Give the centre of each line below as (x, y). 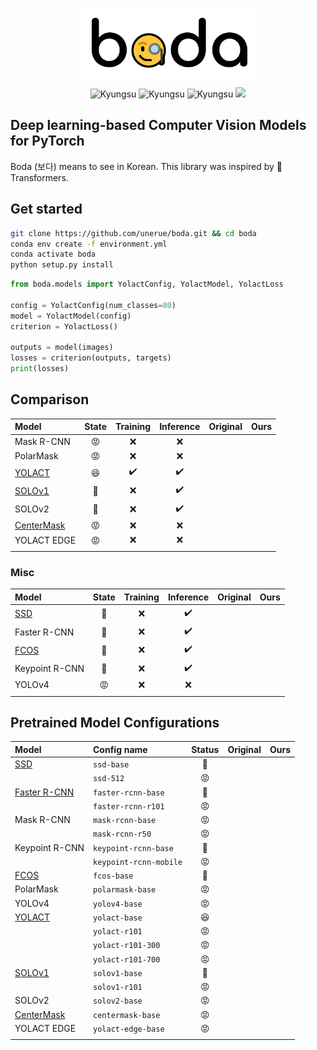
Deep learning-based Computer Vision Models (158, 125)
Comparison (50, 399)
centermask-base (127, 1015)
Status (205, 749)
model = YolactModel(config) (71, 316)
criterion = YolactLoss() (64, 326)
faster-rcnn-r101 (129, 806)
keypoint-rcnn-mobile (138, 862)
